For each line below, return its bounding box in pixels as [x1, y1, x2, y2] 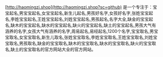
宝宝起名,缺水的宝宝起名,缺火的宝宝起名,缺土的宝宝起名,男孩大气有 [23, 22, 157, 28]
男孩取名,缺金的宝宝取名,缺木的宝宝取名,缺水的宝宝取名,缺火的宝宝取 [19, 41, 157, 46]
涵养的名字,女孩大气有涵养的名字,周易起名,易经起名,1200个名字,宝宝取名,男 [5, 28, 154, 34]
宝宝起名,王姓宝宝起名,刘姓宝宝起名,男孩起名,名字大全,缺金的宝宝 [19, 16, 149, 22]
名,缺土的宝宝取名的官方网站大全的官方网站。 [5, 46, 96, 52]
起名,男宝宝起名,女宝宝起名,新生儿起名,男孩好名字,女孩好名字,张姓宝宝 [9, 10, 149, 16]
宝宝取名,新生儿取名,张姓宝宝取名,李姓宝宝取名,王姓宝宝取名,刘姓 [23, 34, 153, 40]
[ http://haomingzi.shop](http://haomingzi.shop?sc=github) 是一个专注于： [5, 4, 153, 10]
